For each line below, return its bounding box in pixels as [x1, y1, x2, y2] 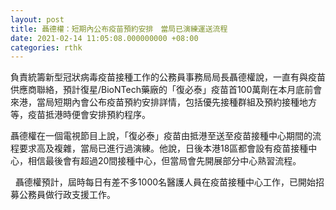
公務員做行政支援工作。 [18, 189, 116, 201]
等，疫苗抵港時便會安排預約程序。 [10, 109, 151, 121]
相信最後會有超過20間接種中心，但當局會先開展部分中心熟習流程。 [27, 155, 302, 167]
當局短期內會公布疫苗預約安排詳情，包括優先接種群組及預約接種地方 [36, 96, 317, 108]
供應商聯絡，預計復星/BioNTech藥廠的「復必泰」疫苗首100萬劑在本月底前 [10, 84, 314, 96]
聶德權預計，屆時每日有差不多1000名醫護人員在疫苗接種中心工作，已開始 [14, 176, 317, 188]
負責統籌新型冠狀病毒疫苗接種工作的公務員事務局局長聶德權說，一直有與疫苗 [10, 71, 326, 83]
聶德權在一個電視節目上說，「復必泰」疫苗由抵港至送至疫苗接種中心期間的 [10, 130, 313, 142]
